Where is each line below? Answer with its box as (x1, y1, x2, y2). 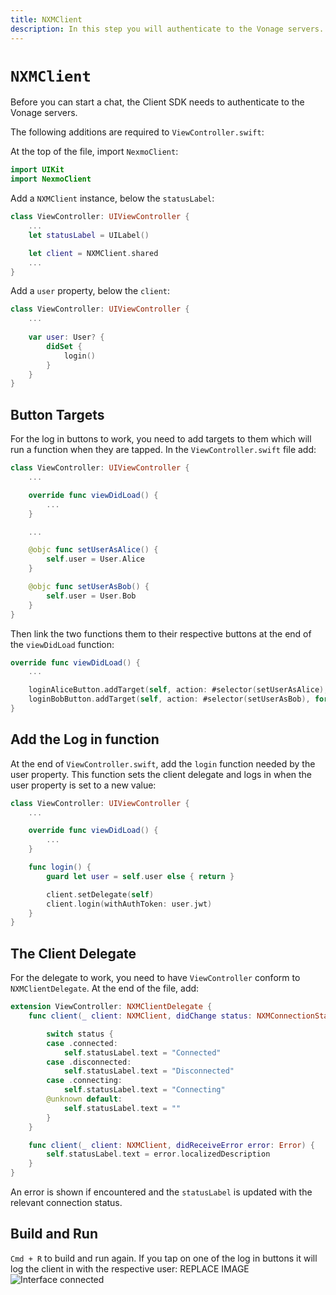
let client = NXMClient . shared (28, 248, 159, 258)
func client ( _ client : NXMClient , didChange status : (28, 1011, 253, 1021)
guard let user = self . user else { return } (46, 871, 235, 881)
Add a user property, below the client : (10, 285, 171, 297)
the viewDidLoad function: (10, 638, 115, 650)
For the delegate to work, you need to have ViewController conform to (10, 972, 301, 984)
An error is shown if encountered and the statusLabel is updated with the (10, 1186, 313, 1198)
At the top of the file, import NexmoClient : (10, 146, 179, 158)
